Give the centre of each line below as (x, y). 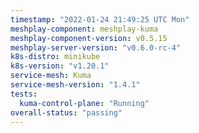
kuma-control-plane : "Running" (84, 103)
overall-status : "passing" (66, 112)
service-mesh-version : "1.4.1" (75, 85)
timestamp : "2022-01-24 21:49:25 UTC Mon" (100, 19)
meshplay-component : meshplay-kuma (84, 29)
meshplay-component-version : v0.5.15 (89, 38)
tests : (24, 94)
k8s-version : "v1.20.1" (60, 66)
